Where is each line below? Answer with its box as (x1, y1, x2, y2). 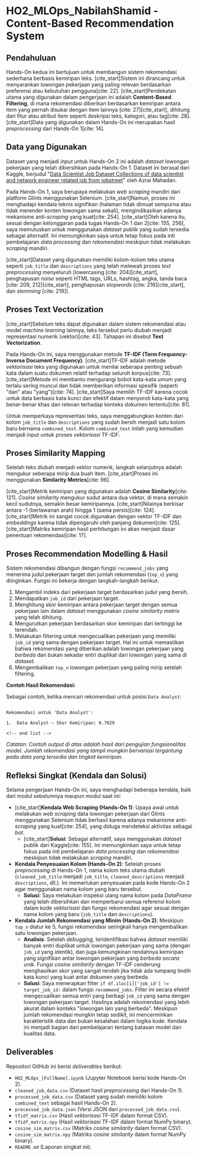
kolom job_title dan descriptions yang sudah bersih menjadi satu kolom (6, 418, 186, 426)
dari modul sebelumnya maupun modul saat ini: (6, 793, 121, 800)
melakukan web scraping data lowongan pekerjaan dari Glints (14, 810, 165, 817)
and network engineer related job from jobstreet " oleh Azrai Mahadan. (6, 176, 177, 184)
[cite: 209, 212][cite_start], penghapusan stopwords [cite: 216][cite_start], (6, 281, 185, 288)
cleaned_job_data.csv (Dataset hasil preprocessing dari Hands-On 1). (14, 1086, 184, 1094)
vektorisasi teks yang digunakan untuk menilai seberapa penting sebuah (6, 363, 183, 370)
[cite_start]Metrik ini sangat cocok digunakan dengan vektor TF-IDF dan (6, 513, 182, 520)
